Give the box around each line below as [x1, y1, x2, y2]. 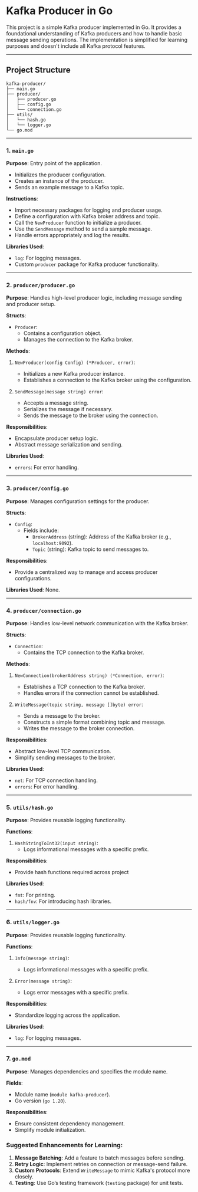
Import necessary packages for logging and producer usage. [14, 206, 163, 214]
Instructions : [6, 195, 38, 202]
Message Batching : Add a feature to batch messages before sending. [14, 1154, 185, 1161]
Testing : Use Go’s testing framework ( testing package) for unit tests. [14, 1180, 184, 1187]
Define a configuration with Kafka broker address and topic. [14, 213, 160, 220]
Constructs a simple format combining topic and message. [23, 718, 166, 725]
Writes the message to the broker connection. [23, 724, 135, 732]
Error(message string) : [14, 977, 72, 984]
